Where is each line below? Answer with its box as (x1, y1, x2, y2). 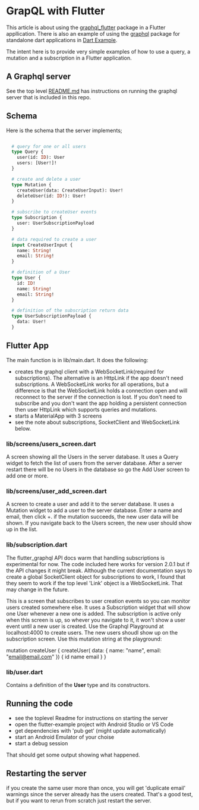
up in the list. (6, 526, 38, 533)
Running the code (6, 699, 73, 709)
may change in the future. (6, 586, 70, 593)
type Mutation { (11, 181, 52, 188)
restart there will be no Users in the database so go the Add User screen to (6, 466, 190, 473)
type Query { (11, 149, 44, 155)
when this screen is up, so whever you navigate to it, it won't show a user (6, 616, 186, 623)
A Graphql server (6, 71, 71, 81)
